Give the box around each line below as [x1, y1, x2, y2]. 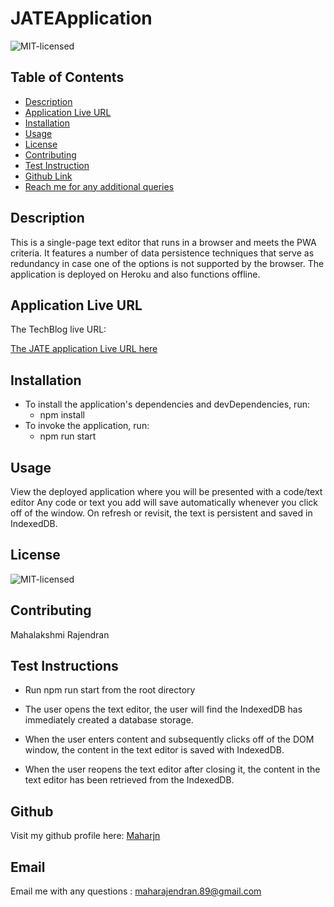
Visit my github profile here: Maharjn [10, 830, 161, 842]
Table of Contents [10, 69, 125, 86]
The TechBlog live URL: [10, 323, 107, 336]
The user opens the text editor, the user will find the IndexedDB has [24, 703, 303, 716]
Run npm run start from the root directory [24, 684, 196, 696]
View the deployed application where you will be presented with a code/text [10, 486, 323, 497]
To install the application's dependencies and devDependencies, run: [24, 398, 310, 411]
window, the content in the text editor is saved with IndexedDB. [24, 744, 285, 756]
